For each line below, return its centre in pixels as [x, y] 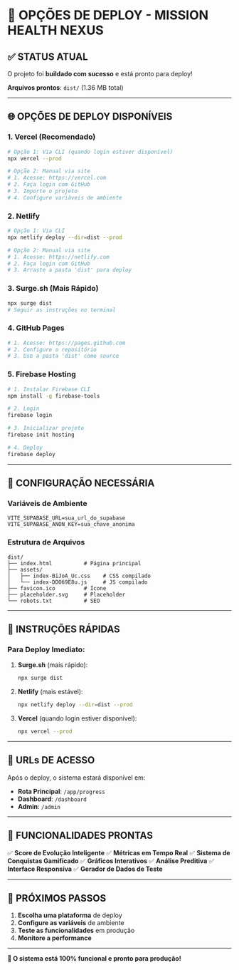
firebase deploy [31, 454]
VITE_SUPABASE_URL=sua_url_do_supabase [67, 518]
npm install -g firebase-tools [54, 396]
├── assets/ [25, 569]
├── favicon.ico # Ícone [57, 588]
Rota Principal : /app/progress [61, 791]
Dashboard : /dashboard [52, 799]
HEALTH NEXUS [56, 30]
